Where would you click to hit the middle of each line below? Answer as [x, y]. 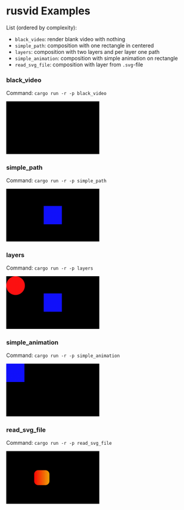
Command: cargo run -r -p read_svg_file [59, 442]
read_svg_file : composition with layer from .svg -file [79, 65]
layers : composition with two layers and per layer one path [87, 51]
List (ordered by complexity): [42, 28]
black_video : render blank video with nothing [70, 39]
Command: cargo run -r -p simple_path [57, 181]
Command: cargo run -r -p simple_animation [63, 355]
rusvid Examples [48, 11]
